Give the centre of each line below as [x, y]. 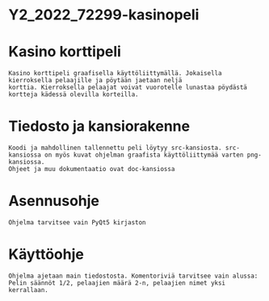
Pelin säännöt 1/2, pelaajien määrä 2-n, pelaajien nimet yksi [117, 283]
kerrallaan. [28, 290]
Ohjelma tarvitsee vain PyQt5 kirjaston [78, 223]
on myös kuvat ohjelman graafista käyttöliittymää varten [144, 155]
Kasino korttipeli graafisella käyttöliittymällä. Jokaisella [115, 73]
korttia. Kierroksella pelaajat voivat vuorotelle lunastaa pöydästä [128, 88]
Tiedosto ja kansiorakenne [99, 126]
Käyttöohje [46, 255]
